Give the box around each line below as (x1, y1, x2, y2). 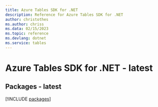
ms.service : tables (5, 41, 47, 46)
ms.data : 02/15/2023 (5, 26, 49, 31)
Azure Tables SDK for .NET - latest (5, 62, 153, 74)
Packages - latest (5, 82, 62, 91)
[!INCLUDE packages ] (5, 96, 51, 102)
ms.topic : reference (5, 31, 49, 36)
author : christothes (5, 17, 49, 22)
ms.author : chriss (5, 21, 44, 27)
